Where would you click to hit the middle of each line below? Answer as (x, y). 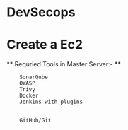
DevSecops (41, 12)
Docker (29, 96)
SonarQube (34, 77)
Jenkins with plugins (51, 102)
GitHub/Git (35, 121)
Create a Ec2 (45, 45)
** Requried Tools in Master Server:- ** (64, 64)
